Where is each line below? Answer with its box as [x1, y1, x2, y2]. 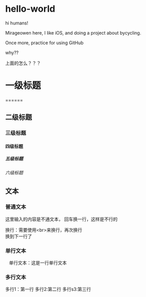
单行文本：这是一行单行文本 [9, 259, 67, 265]
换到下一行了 [5, 233, 32, 239]
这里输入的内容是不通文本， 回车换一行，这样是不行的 [5, 216, 118, 222]
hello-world [5, 3, 56, 15]
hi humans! [5, 20, 28, 26]
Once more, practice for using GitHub [5, 39, 84, 46]
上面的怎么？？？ [5, 60, 41, 66]
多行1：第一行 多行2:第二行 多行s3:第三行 [5, 286, 91, 292]
